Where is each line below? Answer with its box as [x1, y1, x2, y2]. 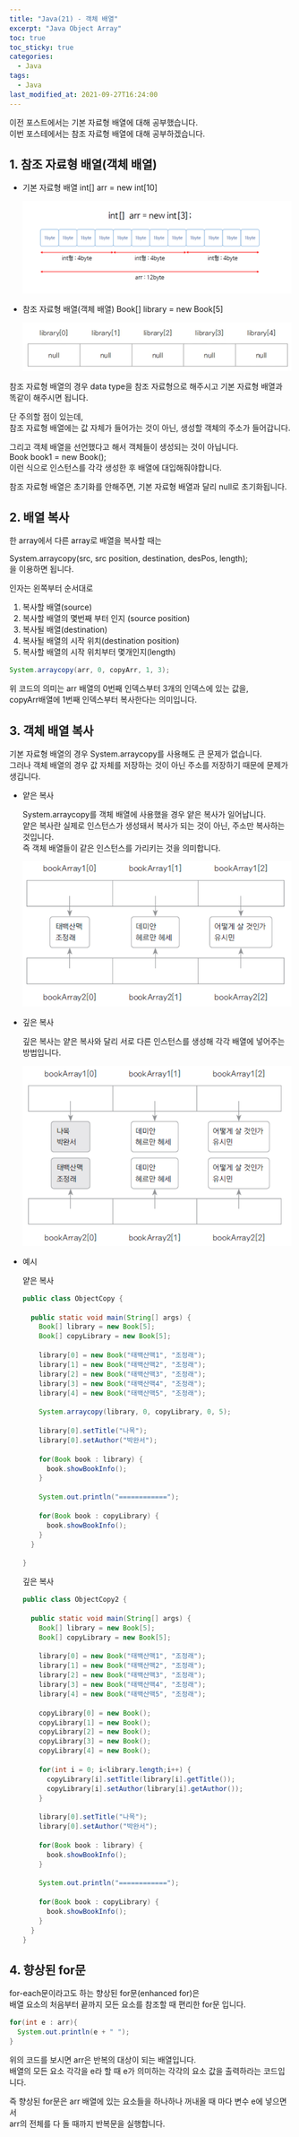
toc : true [9, 33, 47, 42]
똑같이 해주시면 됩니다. [9, 392, 89, 402]
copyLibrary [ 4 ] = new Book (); [38, 1746, 151, 1756]
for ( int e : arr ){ [9, 2018, 78, 2028]
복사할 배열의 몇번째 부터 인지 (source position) [21, 613, 191, 624]
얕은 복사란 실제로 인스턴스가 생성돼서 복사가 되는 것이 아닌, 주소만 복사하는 [21, 820, 286, 831]
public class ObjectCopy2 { [21, 1596, 127, 1605]
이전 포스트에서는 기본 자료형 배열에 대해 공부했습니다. [9, 117, 199, 127]
